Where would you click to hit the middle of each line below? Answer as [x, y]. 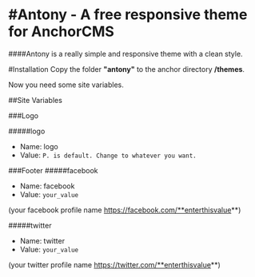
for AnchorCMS [61, 32]
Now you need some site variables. [66, 85]
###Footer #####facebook [53, 170]
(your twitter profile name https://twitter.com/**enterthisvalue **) [115, 264]
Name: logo [39, 146]
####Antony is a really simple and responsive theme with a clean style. [126, 53]
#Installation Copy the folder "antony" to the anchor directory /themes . [127, 69]
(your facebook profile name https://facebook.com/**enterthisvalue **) [125, 210]
